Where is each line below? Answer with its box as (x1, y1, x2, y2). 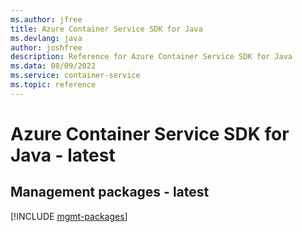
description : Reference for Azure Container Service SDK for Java (10, 52, 293, 62)
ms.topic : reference (10, 80, 97, 90)
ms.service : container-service (10, 71, 141, 81)
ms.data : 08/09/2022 (10, 61, 97, 71)
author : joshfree (10, 42, 83, 53)
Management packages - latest (10, 184, 210, 201)
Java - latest (10, 144, 116, 166)
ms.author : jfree (10, 14, 83, 25)
